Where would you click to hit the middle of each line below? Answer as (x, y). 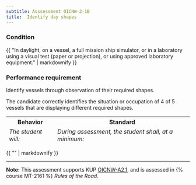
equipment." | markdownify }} (41, 62)
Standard (122, 122)
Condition (20, 37)
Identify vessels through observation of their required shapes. (80, 90)
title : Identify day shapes (41, 17)
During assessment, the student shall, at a (115, 132)
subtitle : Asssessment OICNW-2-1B (48, 11)
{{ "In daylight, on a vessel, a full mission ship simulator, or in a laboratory (94, 50)
